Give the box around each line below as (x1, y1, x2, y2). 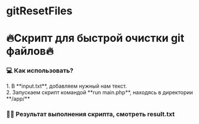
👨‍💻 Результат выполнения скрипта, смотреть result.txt (6, 110, 175, 118)
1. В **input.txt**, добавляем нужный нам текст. (6, 82, 127, 89)
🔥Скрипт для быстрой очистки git (6, 32, 185, 45)
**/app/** (6, 95, 30, 102)
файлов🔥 (6, 45, 54, 58)
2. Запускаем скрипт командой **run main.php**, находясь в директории (6, 88, 193, 96)
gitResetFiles (6, 4, 73, 18)
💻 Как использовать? (6, 67, 74, 75)
